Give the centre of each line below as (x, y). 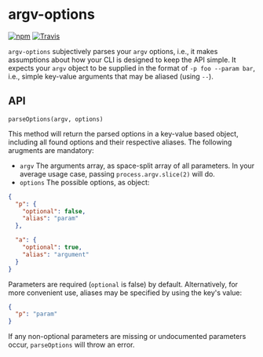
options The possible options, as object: (84, 182)
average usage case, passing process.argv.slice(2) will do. (117, 173)
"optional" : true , (52, 247)
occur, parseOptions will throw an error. (71, 345)
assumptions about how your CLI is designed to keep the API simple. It (122, 60)
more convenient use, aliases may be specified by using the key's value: (125, 293)
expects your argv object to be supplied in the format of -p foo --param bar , (132, 67)
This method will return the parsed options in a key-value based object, (123, 133)
